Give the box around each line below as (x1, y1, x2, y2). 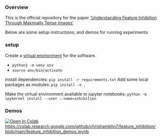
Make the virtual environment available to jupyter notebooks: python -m (5, 91, 147, 97)
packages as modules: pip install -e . (5, 81, 86, 87)
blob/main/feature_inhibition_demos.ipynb (5, 128, 89, 134)
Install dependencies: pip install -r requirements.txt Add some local (5, 77, 149, 82)
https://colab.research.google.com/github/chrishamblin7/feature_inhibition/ (5, 123, 156, 129)
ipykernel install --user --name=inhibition (5, 96, 97, 101)
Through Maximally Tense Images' (5, 20, 74, 26)
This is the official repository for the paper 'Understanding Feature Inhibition (5, 15, 157, 21)
